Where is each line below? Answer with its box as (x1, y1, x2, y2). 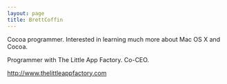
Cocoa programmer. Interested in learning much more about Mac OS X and (7, 35, 221, 43)
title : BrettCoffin (7, 16, 63, 23)
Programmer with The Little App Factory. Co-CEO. (7, 55, 150, 64)
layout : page (7, 10, 45, 17)
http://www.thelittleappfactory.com (7, 69, 107, 77)
